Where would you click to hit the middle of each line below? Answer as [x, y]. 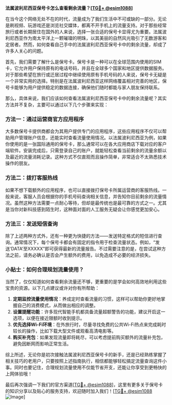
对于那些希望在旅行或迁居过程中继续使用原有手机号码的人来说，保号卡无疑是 [86, 74]
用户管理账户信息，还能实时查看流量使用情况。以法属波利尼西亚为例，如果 [88, 138]
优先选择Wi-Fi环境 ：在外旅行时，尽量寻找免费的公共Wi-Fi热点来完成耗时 [89, 325]
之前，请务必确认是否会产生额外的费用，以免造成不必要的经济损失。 [81, 255]
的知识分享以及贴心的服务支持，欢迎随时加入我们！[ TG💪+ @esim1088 [79, 391]
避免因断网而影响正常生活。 [42, 344]
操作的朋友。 [19, 163]
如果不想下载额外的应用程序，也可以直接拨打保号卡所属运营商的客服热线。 [84, 190]
